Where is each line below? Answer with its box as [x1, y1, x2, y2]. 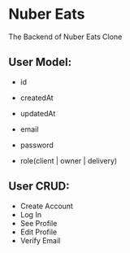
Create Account [19, 201, 73, 211]
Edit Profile [19, 227, 58, 237]
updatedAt [19, 108, 56, 118]
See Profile [19, 218, 58, 228]
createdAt [19, 93, 54, 103]
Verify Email [19, 235, 61, 245]
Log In [19, 209, 42, 220]
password [19, 140, 54, 150]
